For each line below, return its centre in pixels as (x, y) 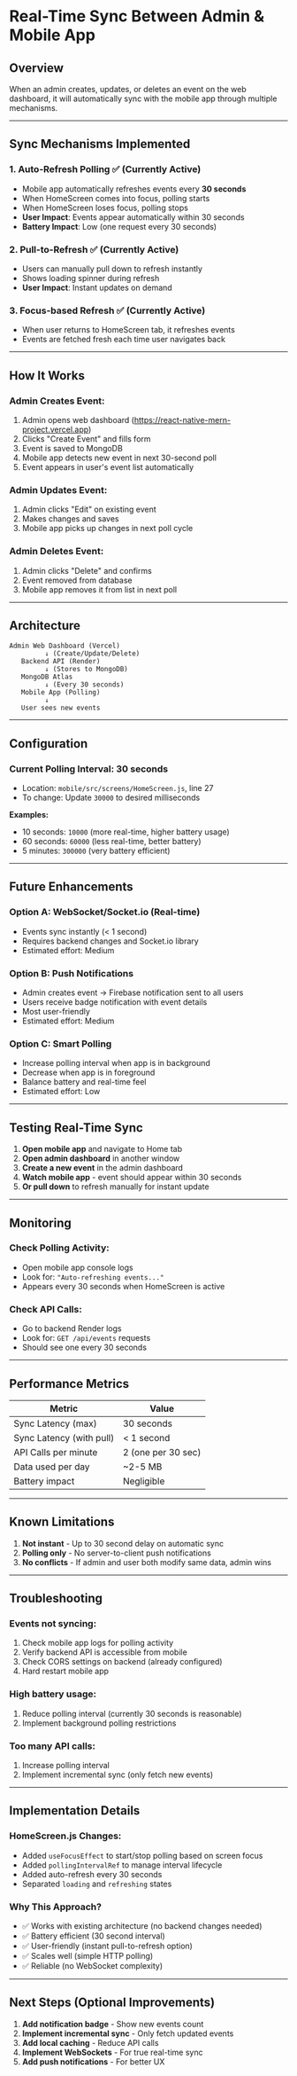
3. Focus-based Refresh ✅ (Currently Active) (107, 310)
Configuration (49, 744)
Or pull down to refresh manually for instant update (115, 1187)
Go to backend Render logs (72, 1328)
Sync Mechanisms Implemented (100, 144)
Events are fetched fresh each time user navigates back (123, 340)
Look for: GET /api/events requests (86, 1338)
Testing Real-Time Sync (76, 1128)
